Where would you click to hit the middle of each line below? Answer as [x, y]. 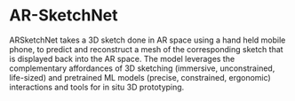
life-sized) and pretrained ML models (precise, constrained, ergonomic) [140, 77]
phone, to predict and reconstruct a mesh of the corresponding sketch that [146, 49]
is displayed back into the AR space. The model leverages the [122, 58]
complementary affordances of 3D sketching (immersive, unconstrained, [142, 68]
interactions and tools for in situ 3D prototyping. [97, 87]
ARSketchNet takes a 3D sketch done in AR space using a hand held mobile [147, 40]
